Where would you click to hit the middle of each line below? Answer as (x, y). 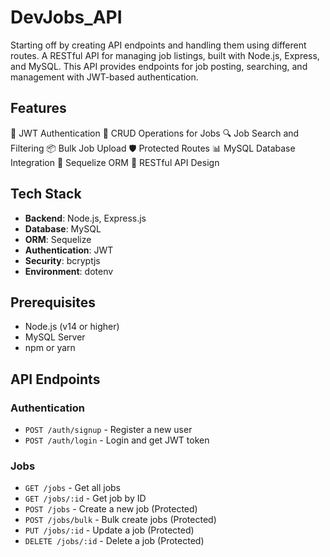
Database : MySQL (63, 228)
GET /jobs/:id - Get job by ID (85, 498)
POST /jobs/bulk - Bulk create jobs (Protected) (120, 520)
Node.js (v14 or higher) (72, 327)
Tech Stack (46, 194)
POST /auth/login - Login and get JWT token (117, 440)
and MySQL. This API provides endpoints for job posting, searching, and (159, 66)
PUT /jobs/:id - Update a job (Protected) (109, 530)
